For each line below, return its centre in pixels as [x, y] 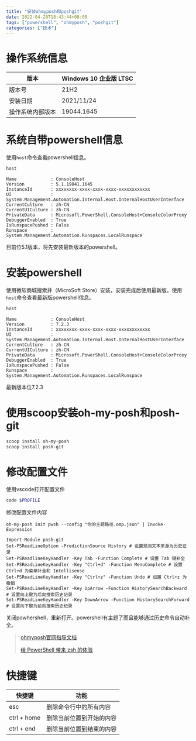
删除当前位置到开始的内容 [81, 718]
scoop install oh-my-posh [37, 441]
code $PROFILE [23, 500]
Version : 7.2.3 [37, 324]
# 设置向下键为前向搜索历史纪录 [39, 606]
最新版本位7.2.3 [25, 387]
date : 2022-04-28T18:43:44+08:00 [47, 17]
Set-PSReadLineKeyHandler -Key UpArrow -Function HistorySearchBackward [97, 589]
